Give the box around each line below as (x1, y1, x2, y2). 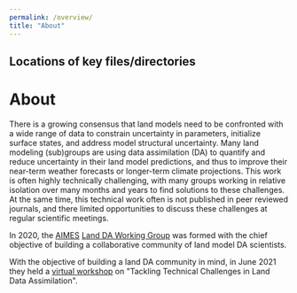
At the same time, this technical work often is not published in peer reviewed (9, 194, 289, 204)
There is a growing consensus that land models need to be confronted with (9, 119, 284, 129)
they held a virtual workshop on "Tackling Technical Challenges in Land (9, 266, 270, 276)
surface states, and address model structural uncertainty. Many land (9, 137, 259, 148)
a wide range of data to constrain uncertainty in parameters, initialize (9, 127, 262, 138)
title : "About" (9, 21, 66, 30)
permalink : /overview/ (9, 12, 93, 22)
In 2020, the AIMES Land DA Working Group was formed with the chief (9, 229, 268, 240)
